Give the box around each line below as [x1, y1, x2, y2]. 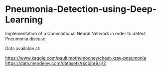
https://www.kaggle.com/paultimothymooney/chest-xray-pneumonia [5, 55, 146, 61]
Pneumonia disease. [5, 36, 47, 42]
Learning [5, 14, 43, 25]
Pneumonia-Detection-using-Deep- [5, 3, 157, 15]
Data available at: [5, 45, 41, 51]
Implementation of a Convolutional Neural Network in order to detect [5, 30, 146, 36]
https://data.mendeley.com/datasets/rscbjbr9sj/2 [5, 60, 106, 66]
